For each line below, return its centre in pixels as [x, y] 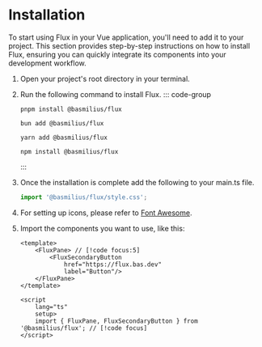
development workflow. [47, 63]
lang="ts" [51, 307]
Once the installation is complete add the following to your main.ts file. [137, 182]
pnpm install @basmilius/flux [71, 109]
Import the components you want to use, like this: [102, 228]
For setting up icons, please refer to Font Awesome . [106, 213]
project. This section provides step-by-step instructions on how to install [129, 45]
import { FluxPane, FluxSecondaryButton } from [116, 321]
